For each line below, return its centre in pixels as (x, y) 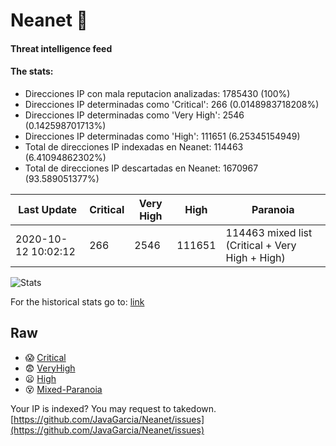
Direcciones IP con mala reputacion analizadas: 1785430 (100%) (157, 93)
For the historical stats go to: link (77, 301)
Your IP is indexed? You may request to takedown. (113, 408)
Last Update (48, 209)
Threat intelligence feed (61, 48)
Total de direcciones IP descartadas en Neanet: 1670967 (141, 168)
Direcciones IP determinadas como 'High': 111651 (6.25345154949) (162, 136)
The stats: (32, 71)
